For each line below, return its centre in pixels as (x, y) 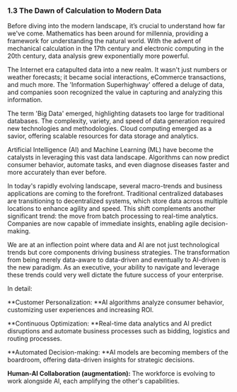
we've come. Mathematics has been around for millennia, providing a (108, 33)
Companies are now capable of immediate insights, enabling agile (103, 224)
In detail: (20, 289)
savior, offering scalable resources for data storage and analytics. (103, 136)
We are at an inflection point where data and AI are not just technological (114, 245)
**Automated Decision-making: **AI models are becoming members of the (118, 352)
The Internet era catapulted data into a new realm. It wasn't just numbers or (117, 70)
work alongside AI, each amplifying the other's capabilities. (94, 381)
